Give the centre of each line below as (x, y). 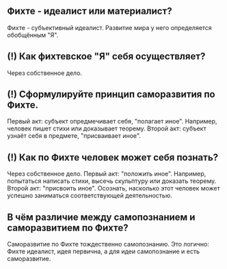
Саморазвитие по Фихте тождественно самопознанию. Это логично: (108, 244)
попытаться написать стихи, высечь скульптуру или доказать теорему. (112, 181)
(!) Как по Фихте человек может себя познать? (113, 157)
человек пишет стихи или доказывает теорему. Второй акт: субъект (107, 128)
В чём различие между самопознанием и (101, 217)
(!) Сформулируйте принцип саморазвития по (111, 95)
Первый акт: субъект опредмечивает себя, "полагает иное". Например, (112, 122)
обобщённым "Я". (33, 35)
